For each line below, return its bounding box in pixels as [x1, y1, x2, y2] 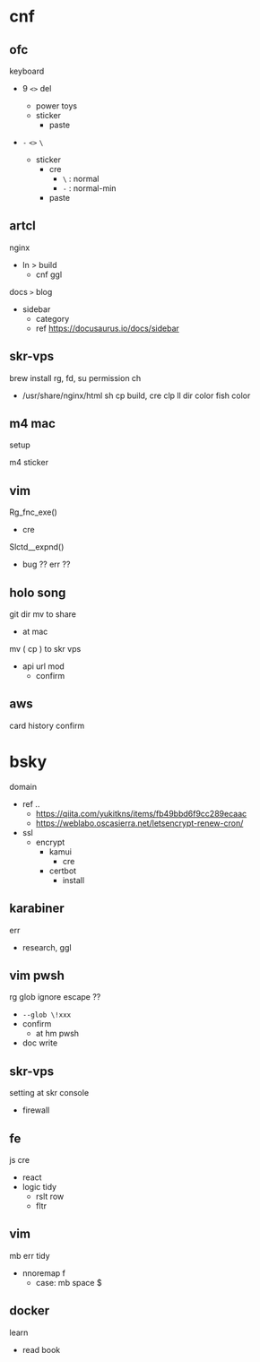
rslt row [35, 1191, 65, 1202]
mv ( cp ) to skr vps [9, 644, 82, 655]
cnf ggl [35, 269, 63, 280]
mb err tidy [9, 1250, 51, 1261]
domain [9, 781, 38, 792]
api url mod [22, 661, 65, 672]
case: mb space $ [35, 1277, 102, 1288]
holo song [9, 585, 66, 600]
